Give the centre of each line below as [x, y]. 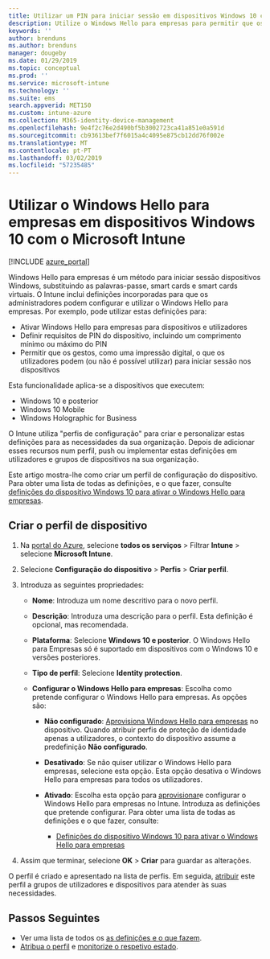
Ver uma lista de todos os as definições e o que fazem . [111, 937]
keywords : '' [30, 31]
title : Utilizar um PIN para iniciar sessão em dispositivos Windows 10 [133, 16]
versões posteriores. [66, 657]
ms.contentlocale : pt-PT [50, 150]
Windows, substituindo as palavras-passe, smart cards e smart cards [123, 286]
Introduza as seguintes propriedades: [82, 585]
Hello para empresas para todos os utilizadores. [123, 779]
